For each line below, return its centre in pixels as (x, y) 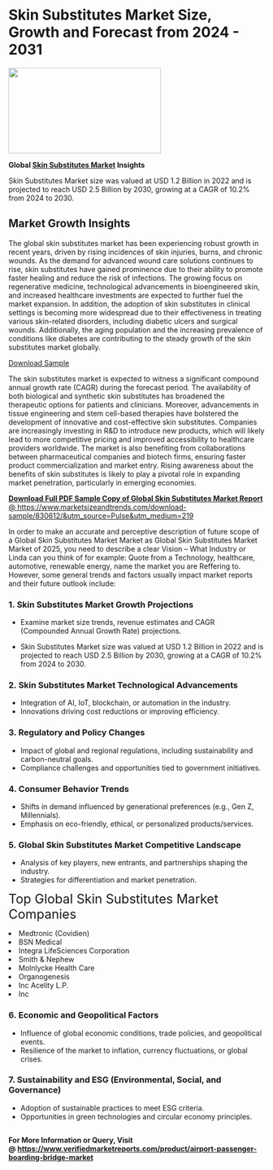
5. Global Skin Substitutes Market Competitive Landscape (125, 845)
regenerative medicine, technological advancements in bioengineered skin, (134, 286)
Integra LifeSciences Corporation (74, 951)
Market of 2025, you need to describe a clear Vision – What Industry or (127, 548)
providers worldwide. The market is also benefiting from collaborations (127, 448)
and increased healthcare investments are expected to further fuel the (126, 295)
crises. (31, 1059)
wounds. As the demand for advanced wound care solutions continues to (131, 260)
